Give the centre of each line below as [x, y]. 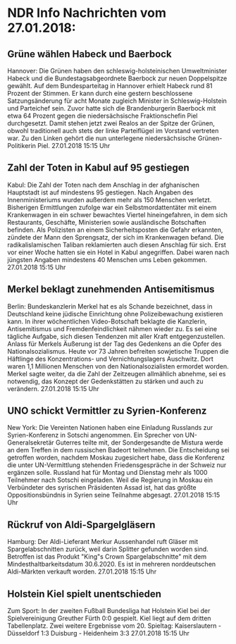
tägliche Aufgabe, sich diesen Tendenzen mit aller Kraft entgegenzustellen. [116, 336]
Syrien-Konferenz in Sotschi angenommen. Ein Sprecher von [95, 435]
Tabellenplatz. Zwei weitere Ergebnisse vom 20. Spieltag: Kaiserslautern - [114, 626]
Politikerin [22, 145]
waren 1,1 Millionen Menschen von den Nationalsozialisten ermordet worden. [118, 366]
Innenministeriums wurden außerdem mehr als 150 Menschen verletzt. [110, 199]
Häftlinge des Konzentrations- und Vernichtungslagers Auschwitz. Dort [110, 359]
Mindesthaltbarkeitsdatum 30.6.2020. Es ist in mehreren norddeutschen [112, 564]
